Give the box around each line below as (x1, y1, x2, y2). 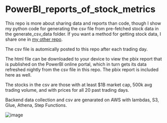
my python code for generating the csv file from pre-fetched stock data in (5, 25, 159, 31)
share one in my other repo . (5, 36, 63, 42)
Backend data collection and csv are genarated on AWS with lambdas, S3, (5, 97, 159, 103)
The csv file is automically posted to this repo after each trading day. (5, 46, 148, 52)
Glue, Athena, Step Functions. (5, 102, 67, 108)
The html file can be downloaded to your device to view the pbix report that (5, 55, 162, 61)
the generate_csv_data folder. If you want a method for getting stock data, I (5, 31, 161, 37)
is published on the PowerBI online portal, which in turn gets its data (5, 61, 147, 67)
